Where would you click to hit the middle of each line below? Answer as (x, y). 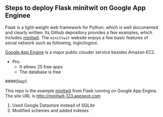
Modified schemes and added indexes (50, 110)
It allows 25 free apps (41, 67)
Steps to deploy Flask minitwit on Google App (75, 8)
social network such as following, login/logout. (52, 43)
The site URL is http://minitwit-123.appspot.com (53, 96)
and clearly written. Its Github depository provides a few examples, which (79, 32)
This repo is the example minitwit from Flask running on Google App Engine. (81, 91)
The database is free (40, 72)
